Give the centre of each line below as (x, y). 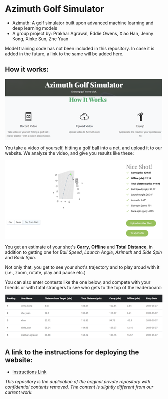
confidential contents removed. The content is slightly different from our (79, 387)
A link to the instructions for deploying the (72, 352)
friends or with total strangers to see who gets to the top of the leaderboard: (84, 287)
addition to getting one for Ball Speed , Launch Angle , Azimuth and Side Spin (84, 252)
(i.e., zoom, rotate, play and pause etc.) (45, 272)
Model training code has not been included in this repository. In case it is (80, 48)
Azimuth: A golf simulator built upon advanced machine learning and (83, 23)
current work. (19, 392)
